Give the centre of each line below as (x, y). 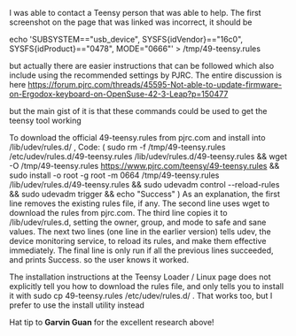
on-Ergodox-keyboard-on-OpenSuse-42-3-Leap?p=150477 (119, 94)
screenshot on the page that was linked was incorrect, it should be (131, 22)
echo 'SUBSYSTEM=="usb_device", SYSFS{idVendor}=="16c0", (126, 39)
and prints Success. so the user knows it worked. (99, 260)
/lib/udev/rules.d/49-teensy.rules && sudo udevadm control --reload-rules (144, 184)
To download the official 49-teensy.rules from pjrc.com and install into (137, 137)
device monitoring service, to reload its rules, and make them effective (138, 241)
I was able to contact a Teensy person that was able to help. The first (135, 13)
